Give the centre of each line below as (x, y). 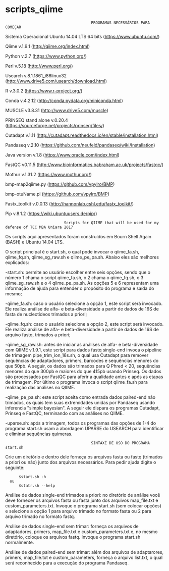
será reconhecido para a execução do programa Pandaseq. (67, 563)
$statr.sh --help (37, 486)
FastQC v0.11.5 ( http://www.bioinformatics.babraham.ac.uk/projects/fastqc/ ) (84, 165)
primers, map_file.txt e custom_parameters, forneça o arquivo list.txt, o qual (84, 557)
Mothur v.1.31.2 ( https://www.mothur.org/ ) (49, 174)
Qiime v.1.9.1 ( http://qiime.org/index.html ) (47, 46)
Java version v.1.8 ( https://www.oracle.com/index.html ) (62, 154)
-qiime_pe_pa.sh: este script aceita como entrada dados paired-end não (80, 397)
